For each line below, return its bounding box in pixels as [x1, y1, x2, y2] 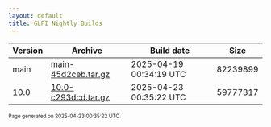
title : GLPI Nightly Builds [8, 19, 103, 27]
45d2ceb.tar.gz [51, 68, 110, 80]
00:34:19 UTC [131, 68, 186, 80]
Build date [150, 45, 190, 56]
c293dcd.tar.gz [51, 92, 110, 103]
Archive [71, 45, 103, 56]
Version [12, 45, 44, 56]
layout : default [8, 11, 63, 20]
